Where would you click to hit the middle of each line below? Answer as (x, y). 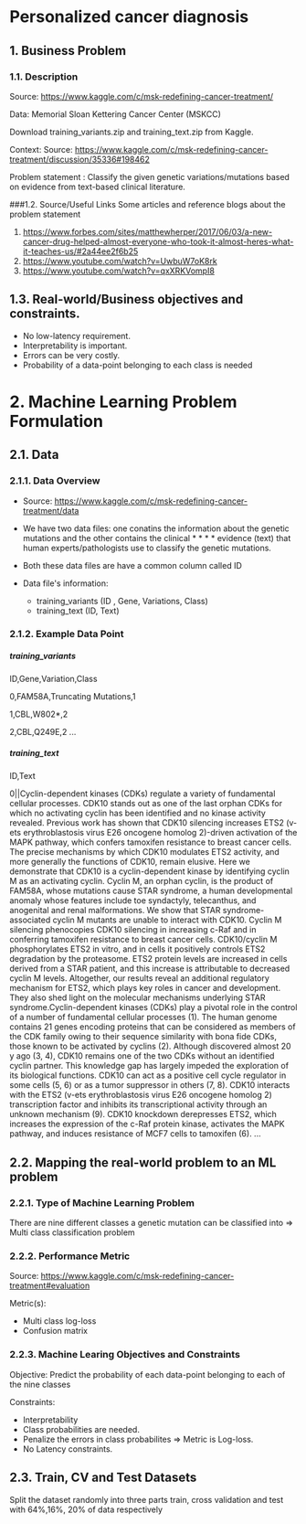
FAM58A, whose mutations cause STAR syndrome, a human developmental (151, 891)
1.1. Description (44, 77)
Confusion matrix (55, 1331)
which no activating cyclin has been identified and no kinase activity (138, 813)
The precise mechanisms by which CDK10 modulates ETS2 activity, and (145, 852)
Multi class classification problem (72, 1232)
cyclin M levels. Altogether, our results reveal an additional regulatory (139, 978)
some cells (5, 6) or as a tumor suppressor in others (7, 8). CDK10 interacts (150, 1085)
